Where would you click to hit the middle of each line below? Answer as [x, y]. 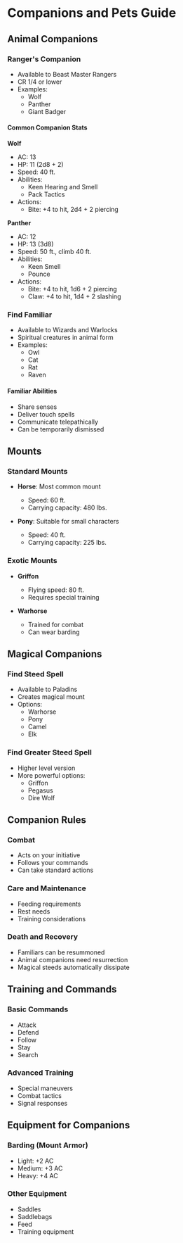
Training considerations [52, 919]
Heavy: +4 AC [38, 1175]
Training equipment [46, 1231]
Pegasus [41, 790]
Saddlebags [35, 1216]
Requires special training [63, 597]
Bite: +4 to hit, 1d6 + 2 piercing [72, 289]
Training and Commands [62, 989]
